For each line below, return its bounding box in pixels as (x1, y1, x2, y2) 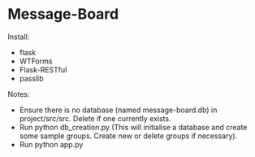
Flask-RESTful (19, 64, 67, 74)
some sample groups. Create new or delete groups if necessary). (19, 131, 238, 141)
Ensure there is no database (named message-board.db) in (19, 105, 218, 115)
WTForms (19, 56, 53, 66)
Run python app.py (19, 139, 84, 149)
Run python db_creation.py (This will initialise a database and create (19, 122, 248, 132)
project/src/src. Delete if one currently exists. (19, 113, 171, 123)
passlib (19, 73, 44, 83)
